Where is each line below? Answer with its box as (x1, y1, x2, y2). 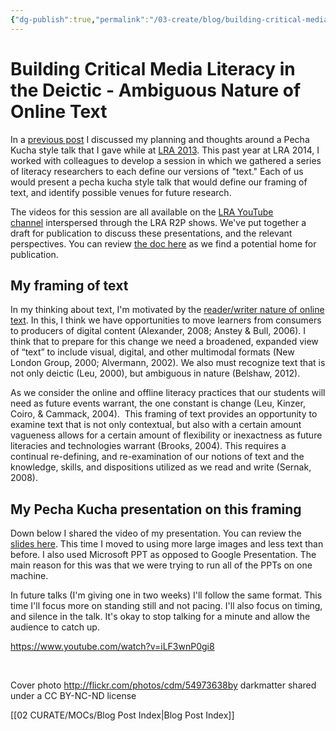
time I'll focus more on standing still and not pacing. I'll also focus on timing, (10, 600, 323, 612)
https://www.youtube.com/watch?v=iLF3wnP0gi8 (10, 641, 215, 653)
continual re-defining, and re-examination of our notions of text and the (10, 451, 305, 463)
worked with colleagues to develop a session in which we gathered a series (10, 154, 322, 166)
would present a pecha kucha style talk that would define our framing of (10, 176, 308, 188)
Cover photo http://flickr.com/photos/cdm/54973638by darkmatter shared (10, 679, 317, 691)
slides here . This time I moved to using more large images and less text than (10, 538, 324, 550)
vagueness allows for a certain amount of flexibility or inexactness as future (10, 429, 323, 441)
